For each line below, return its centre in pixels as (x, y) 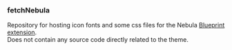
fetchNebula (29, 10)
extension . (22, 32)
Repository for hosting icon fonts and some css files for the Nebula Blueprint (116, 25)
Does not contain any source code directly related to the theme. (98, 40)
